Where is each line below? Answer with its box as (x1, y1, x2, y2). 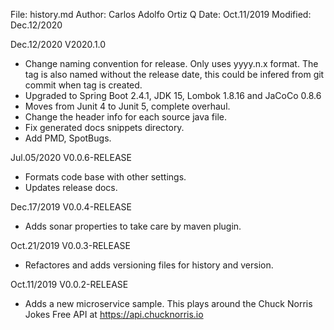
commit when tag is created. (24, 79, 143, 91)
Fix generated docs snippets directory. (24, 122, 185, 133)
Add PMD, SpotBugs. (24, 132, 112, 144)
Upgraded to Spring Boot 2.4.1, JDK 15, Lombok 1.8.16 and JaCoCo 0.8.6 (24, 90, 322, 101)
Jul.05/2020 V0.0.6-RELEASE (10, 152, 132, 163)
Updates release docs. (24, 182, 118, 193)
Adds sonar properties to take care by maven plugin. (24, 220, 242, 232)
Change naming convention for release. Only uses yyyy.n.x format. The (24, 58, 319, 69)
